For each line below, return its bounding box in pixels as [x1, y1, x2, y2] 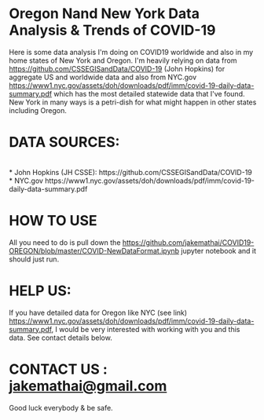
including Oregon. [9, 105, 68, 115]
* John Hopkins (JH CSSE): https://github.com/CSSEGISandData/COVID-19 [9, 167, 252, 177]
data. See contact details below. [9, 333, 112, 342]
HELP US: [9, 282, 71, 299]
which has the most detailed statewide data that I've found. [53, 89, 245, 98]
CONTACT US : [9, 360, 108, 378]
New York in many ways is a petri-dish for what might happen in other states [9, 97, 257, 107]
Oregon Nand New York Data [9, 5, 200, 23]
